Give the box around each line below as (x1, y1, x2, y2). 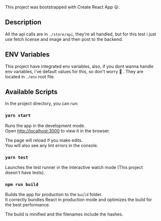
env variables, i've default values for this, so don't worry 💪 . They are (5, 68, 144, 74)
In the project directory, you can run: (5, 101, 79, 107)
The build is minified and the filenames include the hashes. (5, 211, 123, 217)
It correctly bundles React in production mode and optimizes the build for (5, 197, 152, 203)
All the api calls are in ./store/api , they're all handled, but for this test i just (5, 31, 156, 37)
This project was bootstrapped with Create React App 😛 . (5, 4, 120, 10)
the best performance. (5, 202, 50, 208)
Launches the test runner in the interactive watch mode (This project (5, 165, 143, 170)
